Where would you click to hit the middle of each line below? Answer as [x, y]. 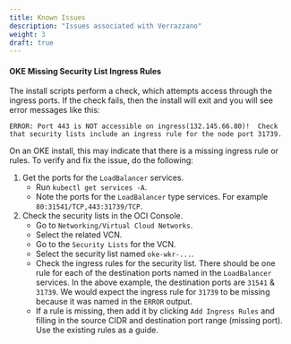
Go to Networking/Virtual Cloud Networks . [114, 226]
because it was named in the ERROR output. [114, 302]
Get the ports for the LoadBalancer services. [103, 178]
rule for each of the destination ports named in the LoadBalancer [154, 273]
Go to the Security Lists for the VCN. [106, 245]
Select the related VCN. [79, 235]
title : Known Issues [48, 17]
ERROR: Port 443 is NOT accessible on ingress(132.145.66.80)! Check [144, 126]
